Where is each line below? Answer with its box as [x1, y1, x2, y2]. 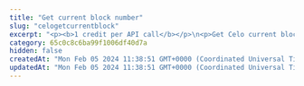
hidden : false [9, 47, 63, 56]
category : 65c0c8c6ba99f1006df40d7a [9, 38, 147, 47]
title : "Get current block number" [9, 13, 144, 22]
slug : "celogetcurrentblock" [9, 21, 119, 30]
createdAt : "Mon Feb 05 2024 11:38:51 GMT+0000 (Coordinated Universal [9, 55, 285, 64]
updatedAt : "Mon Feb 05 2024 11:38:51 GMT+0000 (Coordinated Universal [9, 64, 285, 73]
